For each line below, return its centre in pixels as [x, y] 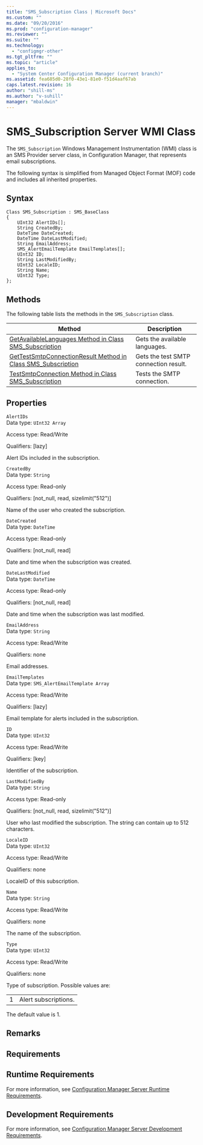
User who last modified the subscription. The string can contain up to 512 [98, 823]
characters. [21, 829]
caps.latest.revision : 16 [39, 85]
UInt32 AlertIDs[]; [42, 223]
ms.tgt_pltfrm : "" [29, 57]
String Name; [34, 270]
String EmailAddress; [44, 244]
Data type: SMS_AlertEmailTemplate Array [58, 683]
